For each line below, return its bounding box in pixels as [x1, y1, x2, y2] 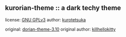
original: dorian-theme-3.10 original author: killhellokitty [5, 26, 116, 32]
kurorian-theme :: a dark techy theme [5, 4, 121, 12]
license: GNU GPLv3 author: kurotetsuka [5, 17, 86, 22]
